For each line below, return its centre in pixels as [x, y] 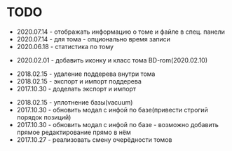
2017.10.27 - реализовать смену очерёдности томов [94, 139]
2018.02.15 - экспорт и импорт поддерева [79, 81]
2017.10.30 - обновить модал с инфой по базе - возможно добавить [117, 124]
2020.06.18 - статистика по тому [65, 46]
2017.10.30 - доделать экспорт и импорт [76, 88]
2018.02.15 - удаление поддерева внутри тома [86, 74]
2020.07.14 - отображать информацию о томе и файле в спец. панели [121, 32]
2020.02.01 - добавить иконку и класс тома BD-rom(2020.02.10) [112, 60]
